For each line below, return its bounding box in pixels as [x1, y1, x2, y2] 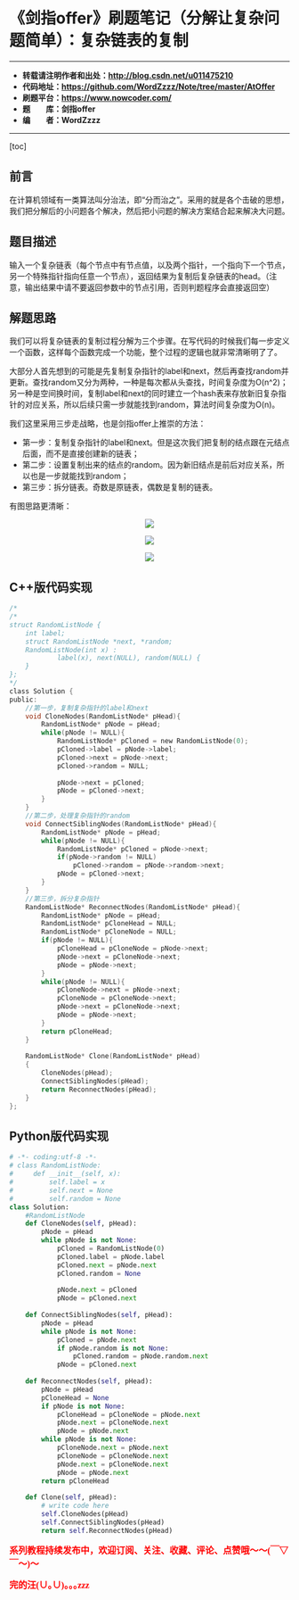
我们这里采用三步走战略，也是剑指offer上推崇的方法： [9, 419, 206, 429]
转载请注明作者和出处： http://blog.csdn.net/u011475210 [21, 70, 234, 80]
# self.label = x [9, 1178, 105, 1187]
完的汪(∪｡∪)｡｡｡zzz [9, 1579, 90, 1590]
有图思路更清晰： [9, 501, 72, 511]
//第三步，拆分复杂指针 [25, 894, 100, 903]
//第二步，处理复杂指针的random [25, 811, 131, 821]
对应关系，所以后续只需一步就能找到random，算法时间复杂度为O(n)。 [24, 399, 280, 410]
